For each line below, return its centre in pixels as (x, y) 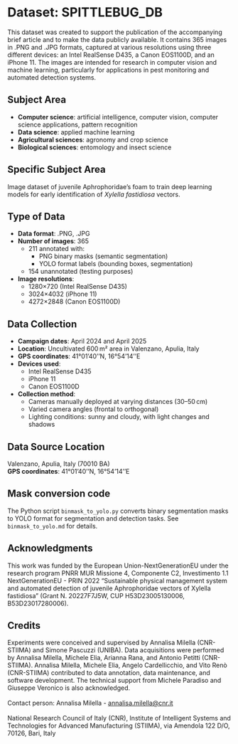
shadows (42, 425)
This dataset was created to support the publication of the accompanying (115, 32)
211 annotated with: (56, 249)
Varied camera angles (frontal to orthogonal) (93, 409)
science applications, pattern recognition (77, 124)
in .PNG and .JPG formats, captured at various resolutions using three (109, 47)
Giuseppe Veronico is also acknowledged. (69, 688)
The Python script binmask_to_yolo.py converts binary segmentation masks (118, 511)
